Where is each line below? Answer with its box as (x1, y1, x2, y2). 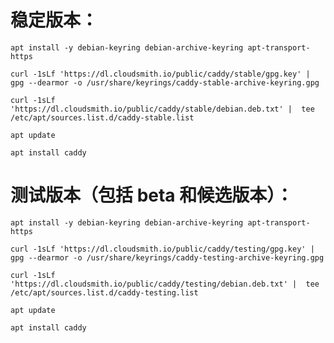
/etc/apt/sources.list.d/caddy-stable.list (10, 112, 195, 123)
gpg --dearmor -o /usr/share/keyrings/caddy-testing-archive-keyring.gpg (10, 252, 325, 263)
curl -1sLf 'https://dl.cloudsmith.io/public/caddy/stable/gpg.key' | (10, 69, 311, 79)
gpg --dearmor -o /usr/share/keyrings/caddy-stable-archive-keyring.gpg (10, 77, 320, 88)
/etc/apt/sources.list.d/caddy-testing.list (10, 287, 199, 298)
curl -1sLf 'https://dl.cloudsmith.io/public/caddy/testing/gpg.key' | (10, 244, 315, 254)
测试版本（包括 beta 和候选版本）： (10, 184, 294, 207)
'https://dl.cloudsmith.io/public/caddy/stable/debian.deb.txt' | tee (10, 104, 315, 114)
